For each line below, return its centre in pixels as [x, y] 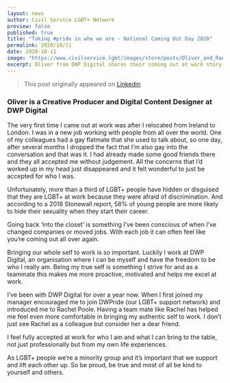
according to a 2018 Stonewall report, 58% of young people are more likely [113, 203]
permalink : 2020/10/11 [39, 45]
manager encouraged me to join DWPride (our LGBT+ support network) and [114, 301]
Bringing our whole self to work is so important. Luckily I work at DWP [106, 252]
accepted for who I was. [41, 176]
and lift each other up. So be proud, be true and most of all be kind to [104, 365]
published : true [30, 33]
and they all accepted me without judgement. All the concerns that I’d [105, 161]
